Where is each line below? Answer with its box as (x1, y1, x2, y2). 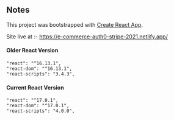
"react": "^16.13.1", (6, 60, 62, 66)
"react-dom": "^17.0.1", (6, 103, 70, 109)
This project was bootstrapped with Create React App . (6, 21, 143, 28)
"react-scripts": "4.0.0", (6, 108, 75, 115)
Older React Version (6, 47, 59, 54)
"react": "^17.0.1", (6, 97, 59, 104)
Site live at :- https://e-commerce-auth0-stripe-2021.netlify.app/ (6, 33, 168, 40)
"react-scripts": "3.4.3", (6, 71, 75, 77)
